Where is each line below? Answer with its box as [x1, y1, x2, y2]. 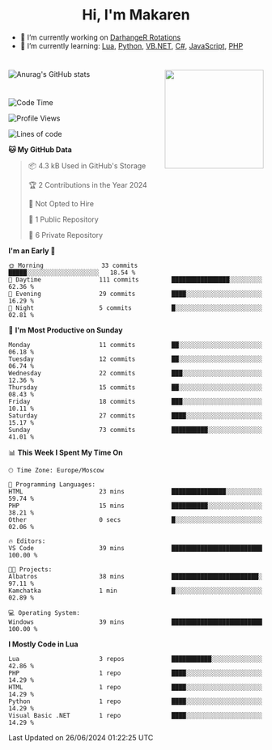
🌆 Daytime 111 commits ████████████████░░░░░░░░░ [8, 276, 263, 284]
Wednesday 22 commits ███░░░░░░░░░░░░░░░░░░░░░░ [8, 370, 263, 378]
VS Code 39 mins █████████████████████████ [8, 544, 263, 553]
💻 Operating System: [8, 609, 81, 617]
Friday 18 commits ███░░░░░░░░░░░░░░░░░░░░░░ [8, 398, 263, 406]
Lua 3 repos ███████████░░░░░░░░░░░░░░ [8, 655, 263, 663]
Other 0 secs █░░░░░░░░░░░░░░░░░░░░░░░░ [8, 516, 263, 524]
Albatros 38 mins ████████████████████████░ [8, 573, 263, 581]
